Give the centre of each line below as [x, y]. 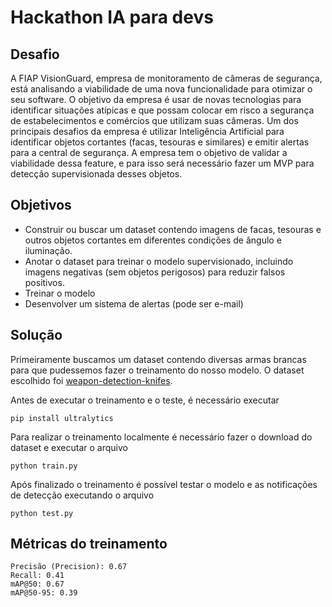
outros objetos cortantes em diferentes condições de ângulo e [153, 240]
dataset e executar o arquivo [69, 447]
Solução [36, 335]
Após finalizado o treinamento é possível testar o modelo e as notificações [164, 484]
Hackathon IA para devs [112, 17]
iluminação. [48, 250]
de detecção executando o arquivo [82, 495]
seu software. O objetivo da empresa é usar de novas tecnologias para [156, 99]
